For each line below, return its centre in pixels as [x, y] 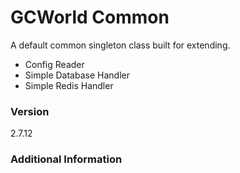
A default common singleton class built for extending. [120, 45]
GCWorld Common [90, 17]
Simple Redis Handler [69, 85]
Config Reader [54, 64]
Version [30, 111]
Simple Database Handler [77, 75]
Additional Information [66, 159]
